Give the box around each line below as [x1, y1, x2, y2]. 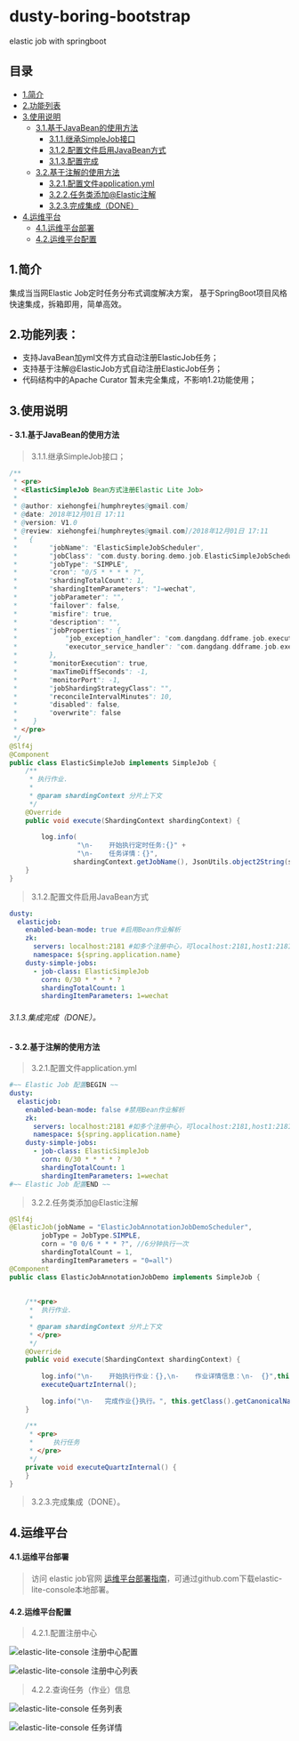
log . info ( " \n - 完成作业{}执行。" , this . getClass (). [41, 1397, 236, 1406]
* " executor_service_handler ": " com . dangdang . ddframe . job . [12, 642, 280, 651]
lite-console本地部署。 [30, 1584, 114, 1594]
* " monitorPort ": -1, [12, 675, 122, 684]
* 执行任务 [28, 1439, 80, 1447]
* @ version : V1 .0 [12, 519, 77, 528]
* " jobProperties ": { [12, 625, 122, 635]
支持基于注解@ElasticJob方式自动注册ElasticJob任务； [21, 363, 223, 375]
